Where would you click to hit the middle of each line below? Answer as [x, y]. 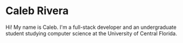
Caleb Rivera [37, 11]
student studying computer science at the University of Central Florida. [91, 33]
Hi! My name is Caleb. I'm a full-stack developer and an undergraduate [91, 27]
